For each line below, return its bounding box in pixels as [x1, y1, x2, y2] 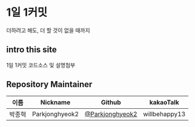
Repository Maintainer [6, 79, 93, 90]
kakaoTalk [149, 98, 180, 106]
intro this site [6, 45, 58, 55]
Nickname [40, 98, 71, 106]
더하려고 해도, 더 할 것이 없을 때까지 [6, 27, 90, 34]
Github [101, 98, 121, 106]
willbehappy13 [143, 109, 186, 118]
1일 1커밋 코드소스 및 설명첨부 [6, 61, 76, 68]
